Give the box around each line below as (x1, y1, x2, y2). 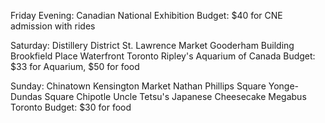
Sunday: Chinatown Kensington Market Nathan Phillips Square (10, 80, 267, 92)
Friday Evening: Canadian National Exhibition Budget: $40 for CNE (10, 10, 283, 21)
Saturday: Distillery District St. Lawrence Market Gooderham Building (10, 40, 295, 51)
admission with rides (10, 20, 96, 32)
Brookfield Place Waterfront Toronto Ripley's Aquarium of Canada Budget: (10, 50, 316, 62)
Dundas (10, 91, 43, 102)
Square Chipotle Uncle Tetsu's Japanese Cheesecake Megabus (44, 91, 307, 102)
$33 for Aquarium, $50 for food (10, 61, 140, 72)
